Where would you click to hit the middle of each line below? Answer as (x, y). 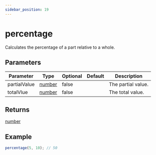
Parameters (23, 62)
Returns (17, 109)
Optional (72, 76)
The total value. (126, 92)
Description (129, 76)
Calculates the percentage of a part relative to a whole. (60, 47)
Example (18, 137)
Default (95, 76)
